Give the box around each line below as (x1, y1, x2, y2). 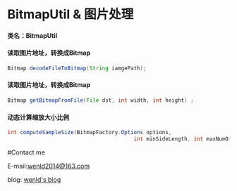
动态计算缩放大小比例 (7, 113, 69, 121)
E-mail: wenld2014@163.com (7, 162, 90, 170)
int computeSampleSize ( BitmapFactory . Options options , (7, 129, 172, 136)
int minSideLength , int (133, 136, 203, 143)
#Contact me (7, 148, 46, 157)
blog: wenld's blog (7, 175, 61, 183)
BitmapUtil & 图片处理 (7, 6, 134, 22)
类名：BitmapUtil (7, 31, 58, 39)
